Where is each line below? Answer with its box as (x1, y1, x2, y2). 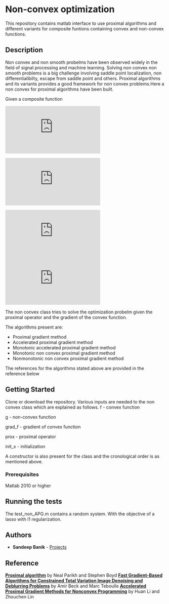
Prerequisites (5, 471, 39, 478)
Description (5, 46, 43, 54)
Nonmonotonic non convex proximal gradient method (12, 355, 124, 361)
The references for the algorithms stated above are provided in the (5, 365, 144, 371)
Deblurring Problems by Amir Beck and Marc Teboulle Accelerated (5, 583, 147, 589)
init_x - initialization (5, 443, 46, 449)
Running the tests (5, 497, 62, 506)
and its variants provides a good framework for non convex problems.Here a (5, 80, 164, 87)
